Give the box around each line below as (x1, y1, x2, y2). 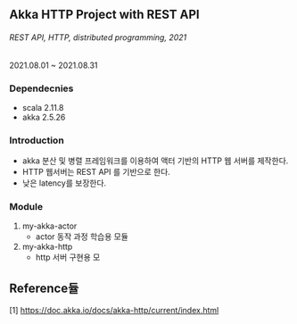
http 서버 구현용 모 (35, 252, 101, 262)
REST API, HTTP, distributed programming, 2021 (9, 31, 187, 43)
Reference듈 (9, 280, 79, 295)
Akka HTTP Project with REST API (9, 7, 200, 22)
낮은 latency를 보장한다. (21, 178, 107, 188)
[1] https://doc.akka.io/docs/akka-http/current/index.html (9, 305, 219, 316)
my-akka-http (21, 241, 73, 253)
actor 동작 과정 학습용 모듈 (35, 231, 129, 242)
